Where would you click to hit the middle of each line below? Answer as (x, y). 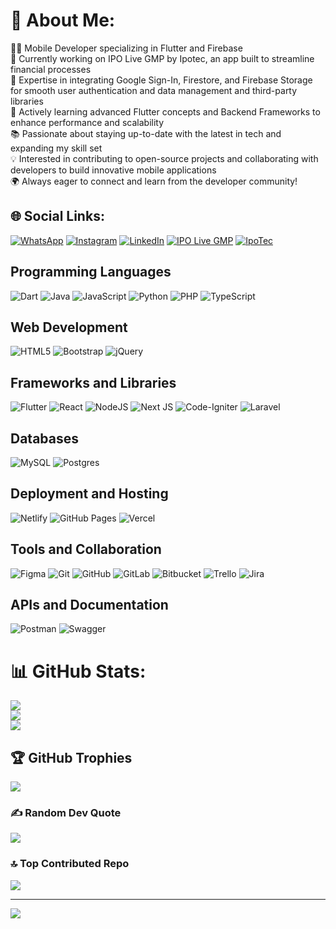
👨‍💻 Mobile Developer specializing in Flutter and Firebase (126, 48)
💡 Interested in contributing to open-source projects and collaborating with (164, 158)
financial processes (51, 69)
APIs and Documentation (89, 605)
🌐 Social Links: (57, 216)
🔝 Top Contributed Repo (70, 864)
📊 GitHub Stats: (78, 671)
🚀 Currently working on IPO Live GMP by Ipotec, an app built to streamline (162, 58)
